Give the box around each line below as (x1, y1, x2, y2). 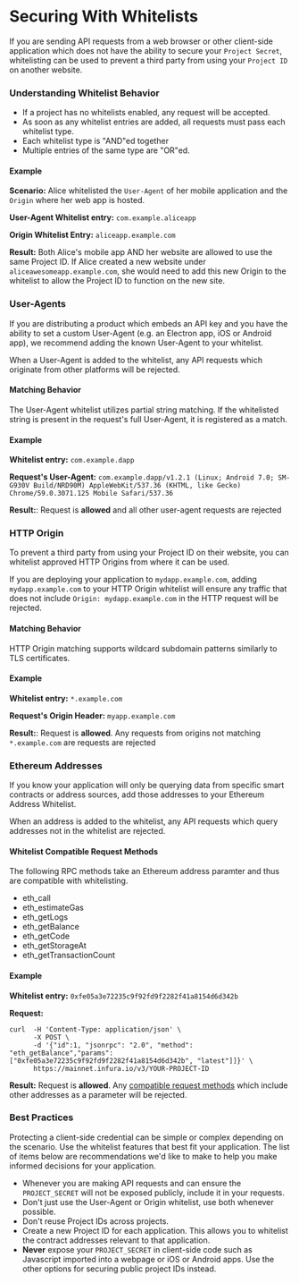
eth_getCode (21, 930, 70, 941)
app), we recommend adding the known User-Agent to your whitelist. (9, 337, 263, 348)
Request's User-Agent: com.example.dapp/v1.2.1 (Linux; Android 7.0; (9, 472, 275, 482)
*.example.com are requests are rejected (9, 736, 156, 748)
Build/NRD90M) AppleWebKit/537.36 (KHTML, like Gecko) (32, 481, 242, 490)
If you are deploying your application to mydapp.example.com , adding (9, 574, 257, 585)
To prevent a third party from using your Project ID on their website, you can (9, 548, 290, 558)
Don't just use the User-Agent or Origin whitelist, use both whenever (21, 1196, 274, 1207)
